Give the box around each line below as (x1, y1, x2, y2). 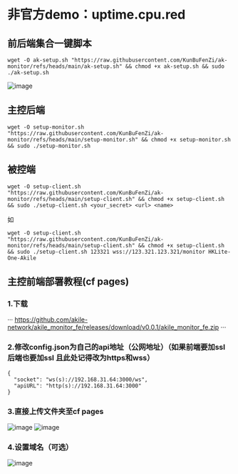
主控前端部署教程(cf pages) (7, 276, 130, 288)
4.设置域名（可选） (7, 442, 73, 452)
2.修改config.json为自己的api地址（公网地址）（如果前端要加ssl (7, 342, 226, 352)
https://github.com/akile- (14, 315, 88, 324)
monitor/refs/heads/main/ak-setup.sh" (7, 63, 123, 70)
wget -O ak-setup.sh (7, 56, 69, 64)
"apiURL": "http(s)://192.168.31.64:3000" (14, 382, 142, 390)
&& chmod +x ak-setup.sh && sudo (125, 63, 224, 70)
